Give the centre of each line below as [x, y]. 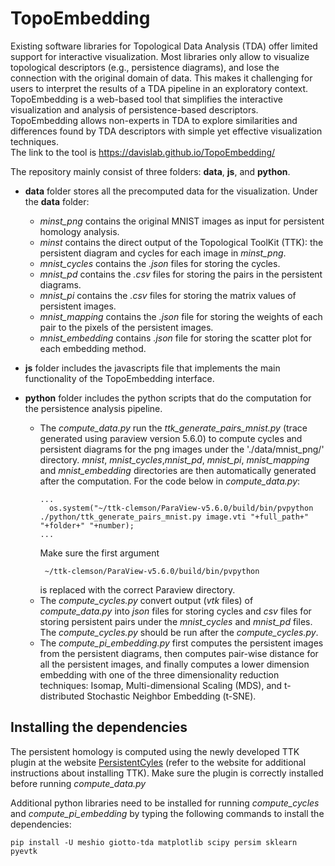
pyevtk [24, 851]
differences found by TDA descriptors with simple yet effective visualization [166, 131]
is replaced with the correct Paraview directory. [137, 589]
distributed [62, 696]
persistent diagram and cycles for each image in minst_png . [163, 253]
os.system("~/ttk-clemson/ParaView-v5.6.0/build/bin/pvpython [181, 508]
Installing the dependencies [99, 727]
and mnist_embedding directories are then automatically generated [178, 470]
